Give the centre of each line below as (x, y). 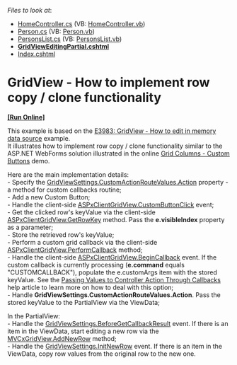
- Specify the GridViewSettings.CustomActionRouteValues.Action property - (118, 182)
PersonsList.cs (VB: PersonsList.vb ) (70, 39)
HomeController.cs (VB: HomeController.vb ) (81, 24)
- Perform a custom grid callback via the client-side (82, 242)
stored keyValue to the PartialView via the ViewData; (84, 302)
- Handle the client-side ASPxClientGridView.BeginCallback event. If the (112, 257)
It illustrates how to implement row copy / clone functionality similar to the (115, 146)
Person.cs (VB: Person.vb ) (56, 31)
